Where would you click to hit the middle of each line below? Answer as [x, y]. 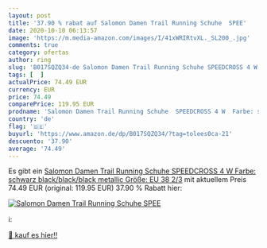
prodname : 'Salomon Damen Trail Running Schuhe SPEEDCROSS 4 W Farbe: [131, 112]
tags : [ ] [26, 75]
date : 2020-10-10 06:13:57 [53, 30]
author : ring [30, 60]
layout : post [30, 15]
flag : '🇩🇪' [28, 126]
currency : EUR [32, 89]
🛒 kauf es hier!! [33, 235]
